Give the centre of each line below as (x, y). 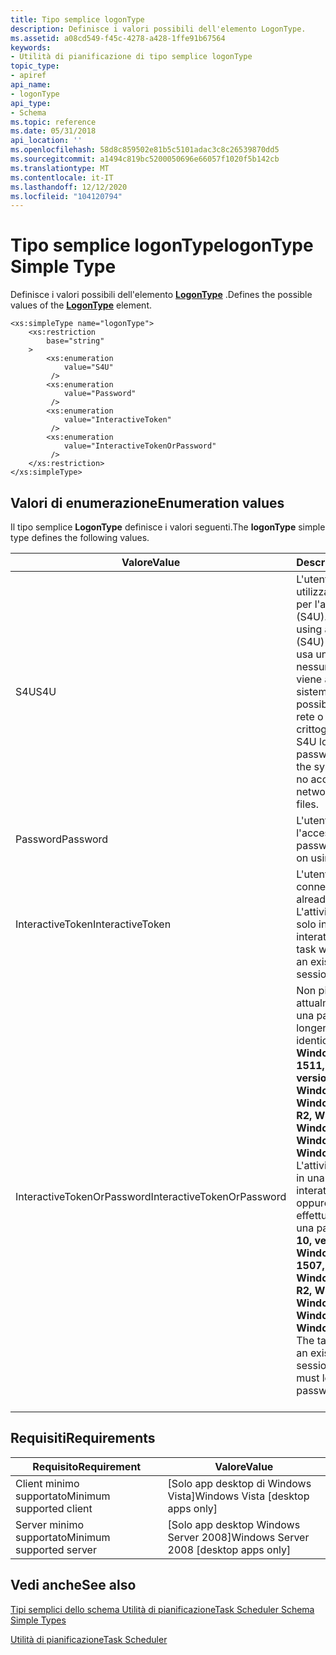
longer (311, 1028)
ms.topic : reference (53, 122)
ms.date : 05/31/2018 (53, 131)
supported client (54, 1508)
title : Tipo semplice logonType (77, 19)
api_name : (31, 85)
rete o (310, 716)
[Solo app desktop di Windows (239, 1483)
